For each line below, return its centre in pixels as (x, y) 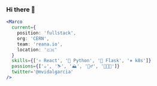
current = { (24, 27)
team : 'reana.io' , (40, 44)
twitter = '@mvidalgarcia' (43, 72)
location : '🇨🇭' (37, 50)
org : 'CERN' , (33, 38)
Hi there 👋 (21, 10)
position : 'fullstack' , (47, 33)
